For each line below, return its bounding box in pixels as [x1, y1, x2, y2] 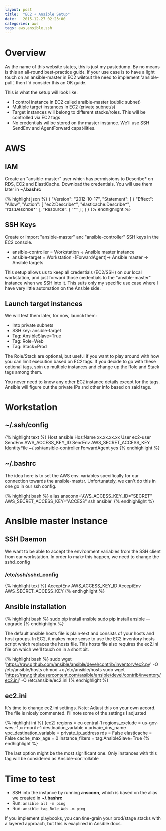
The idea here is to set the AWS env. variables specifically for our [5, 472, 139, 478]
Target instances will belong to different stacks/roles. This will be [12, 109, 146, 115]
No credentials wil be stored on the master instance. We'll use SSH [12, 120, 150, 126]
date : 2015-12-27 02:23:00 [5, 16, 66, 21]
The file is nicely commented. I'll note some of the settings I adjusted [5, 710, 146, 716]
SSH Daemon [5, 535, 47, 544]
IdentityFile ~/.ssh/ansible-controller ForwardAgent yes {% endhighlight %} [5, 445, 160, 451]
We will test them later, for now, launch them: [5, 312, 97, 318]
